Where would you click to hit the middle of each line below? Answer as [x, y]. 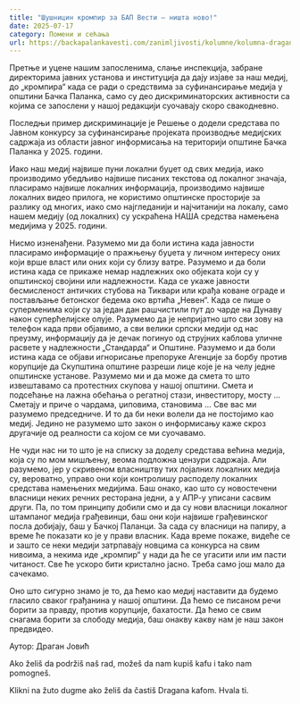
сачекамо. [29, 574]
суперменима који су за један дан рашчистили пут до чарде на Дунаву [146, 310]
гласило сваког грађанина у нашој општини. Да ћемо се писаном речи [145, 600]
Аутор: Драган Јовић [50, 646]
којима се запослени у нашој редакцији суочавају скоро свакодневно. [144, 106]
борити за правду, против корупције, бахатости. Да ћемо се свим [135, 610]
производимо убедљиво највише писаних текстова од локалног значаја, [148, 179]
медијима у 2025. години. [58, 226]
